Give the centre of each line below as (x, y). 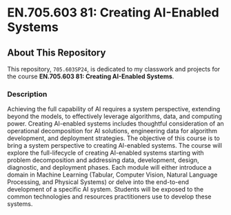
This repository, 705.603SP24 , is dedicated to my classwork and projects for (114, 69)
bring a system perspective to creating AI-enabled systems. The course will (115, 146)
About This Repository (57, 53)
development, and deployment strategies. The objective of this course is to (114, 138)
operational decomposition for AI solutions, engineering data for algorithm (112, 131)
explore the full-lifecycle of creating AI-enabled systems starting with (106, 153)
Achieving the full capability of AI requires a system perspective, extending (114, 109)
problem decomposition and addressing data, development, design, (103, 160)
